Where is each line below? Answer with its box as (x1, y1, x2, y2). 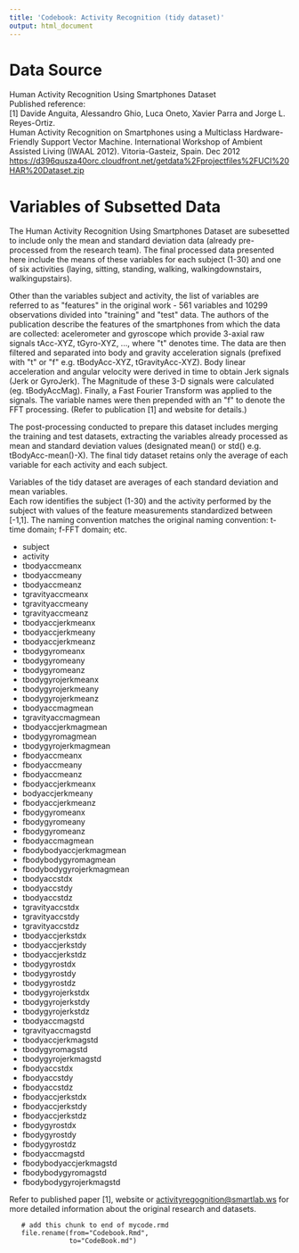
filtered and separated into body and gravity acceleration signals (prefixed (9, 347, 282, 358)
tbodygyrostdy (21, 968, 77, 979)
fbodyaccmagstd (21, 1149, 85, 1159)
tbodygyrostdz (21, 978, 77, 989)
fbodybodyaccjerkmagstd (21, 1158, 117, 1169)
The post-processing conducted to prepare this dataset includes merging (9, 421, 279, 433)
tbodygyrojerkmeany (21, 684, 100, 694)
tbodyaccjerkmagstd (21, 1034, 99, 1045)
